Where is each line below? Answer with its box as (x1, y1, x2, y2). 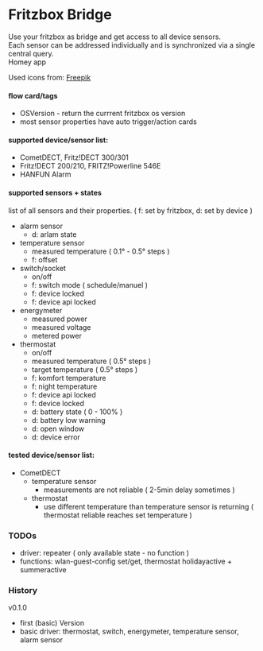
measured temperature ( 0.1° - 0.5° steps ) (31, 246, 170, 256)
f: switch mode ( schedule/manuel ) (31, 280, 149, 289)
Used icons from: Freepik (8, 72, 91, 82)
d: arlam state (31, 229, 77, 239)
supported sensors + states (8, 188, 102, 197)
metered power (31, 331, 82, 340)
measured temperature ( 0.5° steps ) (31, 356, 152, 366)
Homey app (8, 57, 46, 67)
